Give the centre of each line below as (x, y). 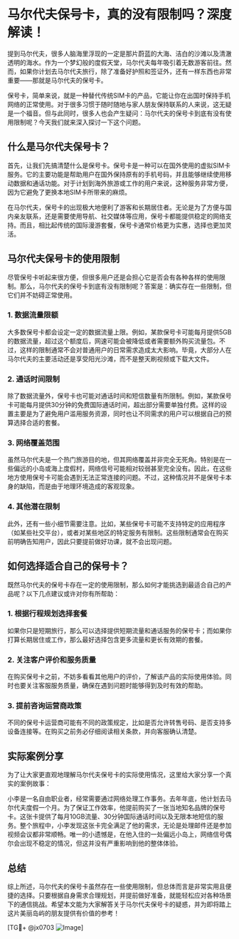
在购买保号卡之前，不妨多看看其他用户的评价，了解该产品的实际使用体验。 (116, 677)
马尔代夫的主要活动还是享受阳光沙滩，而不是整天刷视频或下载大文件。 (110, 359)
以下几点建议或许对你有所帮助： (73, 593)
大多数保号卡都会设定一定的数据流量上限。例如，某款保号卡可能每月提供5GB (119, 332)
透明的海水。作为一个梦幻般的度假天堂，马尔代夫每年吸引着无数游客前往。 (116, 62)
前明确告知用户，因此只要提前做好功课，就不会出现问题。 (91, 541)
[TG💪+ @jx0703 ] (46, 928)
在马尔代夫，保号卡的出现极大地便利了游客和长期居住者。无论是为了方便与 (116, 207)
